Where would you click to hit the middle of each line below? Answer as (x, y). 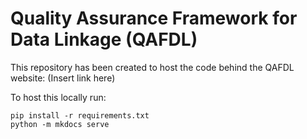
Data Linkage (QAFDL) (104, 39)
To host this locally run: (58, 97)
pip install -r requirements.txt (80, 115)
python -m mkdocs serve (60, 124)
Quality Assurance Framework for (154, 18)
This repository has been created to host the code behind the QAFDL (152, 67)
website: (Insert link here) (63, 78)
